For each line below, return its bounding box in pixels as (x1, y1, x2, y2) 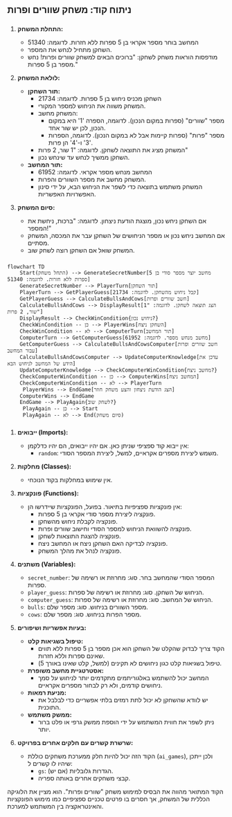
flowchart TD (7, 264, 45, 270)
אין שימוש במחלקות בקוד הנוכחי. (27, 476, 113, 484)
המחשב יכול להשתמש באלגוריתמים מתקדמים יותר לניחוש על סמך (37, 674, 209, 682)
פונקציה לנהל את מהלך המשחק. (37, 547, 122, 555)
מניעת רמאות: (27, 688, 67, 697)
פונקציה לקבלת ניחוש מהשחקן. (37, 517, 118, 526)
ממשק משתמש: (27, 710, 72, 719)
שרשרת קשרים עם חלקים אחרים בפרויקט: (17, 739, 134, 747)
